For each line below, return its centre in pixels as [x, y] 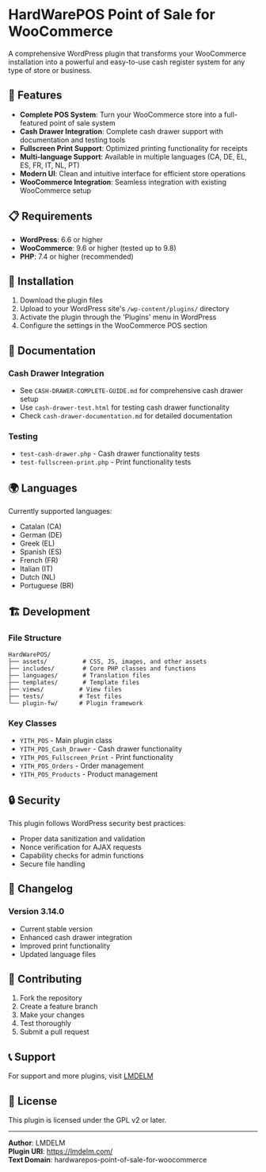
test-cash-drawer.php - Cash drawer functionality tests [110, 453]
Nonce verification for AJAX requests [81, 846]
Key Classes [32, 723]
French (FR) [39, 561]
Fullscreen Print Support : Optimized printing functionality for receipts [133, 148]
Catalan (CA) [40, 526]
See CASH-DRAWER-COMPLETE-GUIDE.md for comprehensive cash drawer [131, 391]
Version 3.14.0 [36, 912]
